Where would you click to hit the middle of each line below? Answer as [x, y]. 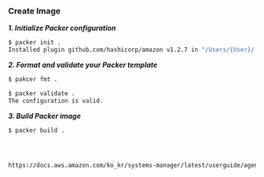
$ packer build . [37, 130]
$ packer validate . [42, 93]
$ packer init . [35, 42]
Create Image [35, 11]
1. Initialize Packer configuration [62, 28]
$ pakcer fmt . [33, 79]
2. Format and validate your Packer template [83, 65]
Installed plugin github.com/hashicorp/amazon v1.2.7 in [103, 50]
